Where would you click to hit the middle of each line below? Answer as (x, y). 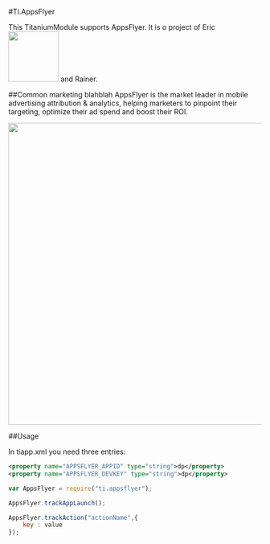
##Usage (24, 436)
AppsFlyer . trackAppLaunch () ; (57, 503)
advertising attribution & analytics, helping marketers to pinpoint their (123, 103)
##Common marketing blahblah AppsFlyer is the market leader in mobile (129, 95)
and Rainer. (79, 79)
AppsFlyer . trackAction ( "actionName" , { (73, 517)
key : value (43, 525)
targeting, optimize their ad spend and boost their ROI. (98, 111)
